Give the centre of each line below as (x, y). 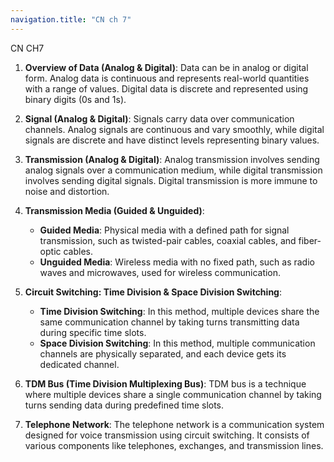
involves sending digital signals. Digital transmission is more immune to (171, 180)
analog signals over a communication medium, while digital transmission (173, 170)
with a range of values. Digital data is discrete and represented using (166, 88)
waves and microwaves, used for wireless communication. (160, 272)
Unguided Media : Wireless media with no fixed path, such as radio (177, 262)
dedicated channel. (79, 364)
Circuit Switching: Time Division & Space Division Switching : (153, 292)
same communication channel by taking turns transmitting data (169, 322)
